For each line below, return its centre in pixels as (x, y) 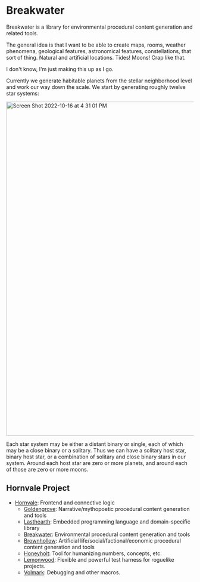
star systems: (23, 93)
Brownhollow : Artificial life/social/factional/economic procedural (102, 540)
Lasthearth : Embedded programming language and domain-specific (107, 521)
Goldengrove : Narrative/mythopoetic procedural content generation (107, 509)
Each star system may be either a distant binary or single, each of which (95, 444)
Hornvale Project (38, 488)
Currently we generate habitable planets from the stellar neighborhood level (99, 81)
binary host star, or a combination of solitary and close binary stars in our (96, 457)
